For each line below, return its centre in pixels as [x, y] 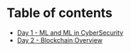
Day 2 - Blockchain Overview [59, 40]
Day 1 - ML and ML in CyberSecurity [70, 33]
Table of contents [60, 13]
